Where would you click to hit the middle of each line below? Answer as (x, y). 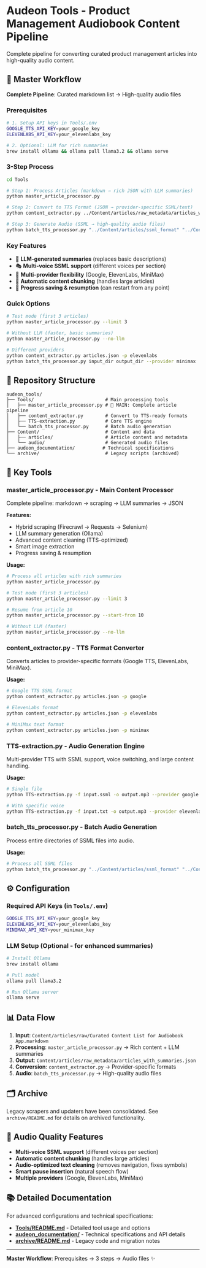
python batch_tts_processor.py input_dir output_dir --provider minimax (101, 361)
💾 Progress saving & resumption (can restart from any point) (93, 288)
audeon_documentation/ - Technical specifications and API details (100, 1234)
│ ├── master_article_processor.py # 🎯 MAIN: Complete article (91, 405)
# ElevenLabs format (33, 708)
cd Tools (17, 179)
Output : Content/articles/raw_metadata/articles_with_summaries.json (105, 1060)
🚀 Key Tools (29, 472)
